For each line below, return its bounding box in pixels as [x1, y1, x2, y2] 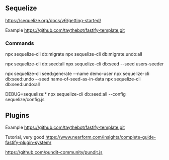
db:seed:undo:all [5, 82, 40, 88]
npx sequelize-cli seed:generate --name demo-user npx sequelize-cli [5, 70, 150, 77]
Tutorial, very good [5, 134, 45, 140]
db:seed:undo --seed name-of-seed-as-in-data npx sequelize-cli [5, 76, 141, 82]
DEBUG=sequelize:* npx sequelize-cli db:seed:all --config [5, 91, 126, 97]
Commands [5, 40, 34, 47]
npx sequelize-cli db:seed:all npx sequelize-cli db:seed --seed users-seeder [5, 61, 164, 67]
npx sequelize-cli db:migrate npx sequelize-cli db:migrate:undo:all [5, 51, 142, 57]
